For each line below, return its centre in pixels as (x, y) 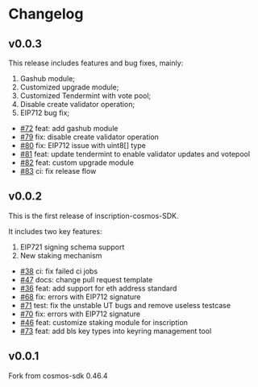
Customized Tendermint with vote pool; (85, 96)
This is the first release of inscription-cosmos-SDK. (94, 216)
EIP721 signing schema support (72, 247)
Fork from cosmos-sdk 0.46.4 (58, 376)
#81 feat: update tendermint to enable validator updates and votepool (135, 154)
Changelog (46, 14)
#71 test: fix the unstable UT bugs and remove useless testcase (125, 305)
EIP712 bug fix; (45, 113)
